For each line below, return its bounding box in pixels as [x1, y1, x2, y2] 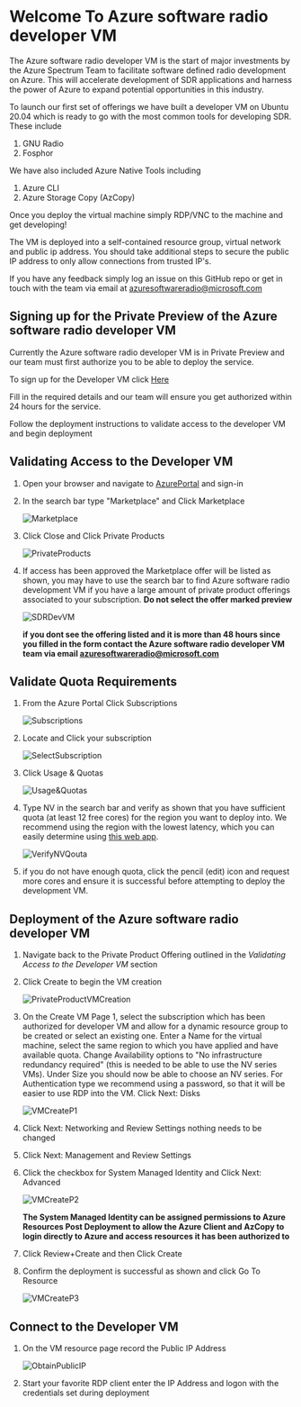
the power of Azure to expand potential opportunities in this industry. [9, 84, 265, 95]
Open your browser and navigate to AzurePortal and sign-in [22, 477, 244, 488]
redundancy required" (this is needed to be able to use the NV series [22, 1059, 278, 1070]
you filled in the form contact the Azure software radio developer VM [22, 638, 285, 649]
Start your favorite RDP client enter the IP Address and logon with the [22, 1378, 279, 1388]
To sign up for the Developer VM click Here [9, 374, 169, 385]
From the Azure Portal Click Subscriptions [22, 698, 178, 709]
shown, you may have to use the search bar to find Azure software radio [22, 575, 290, 585]
